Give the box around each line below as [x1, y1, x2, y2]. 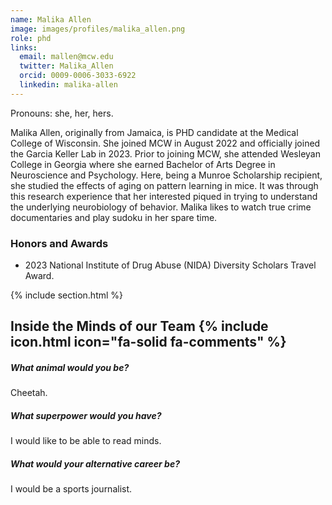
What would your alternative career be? [10, 457, 180, 470]
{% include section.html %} [10, 289, 124, 301]
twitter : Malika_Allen [19, 61, 114, 71]
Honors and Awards [10, 236, 109, 250]
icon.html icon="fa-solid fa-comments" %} [10, 334, 287, 351]
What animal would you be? [10, 362, 130, 374]
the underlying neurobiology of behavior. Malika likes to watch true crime [10, 201, 312, 213]
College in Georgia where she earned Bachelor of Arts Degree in [10, 158, 276, 170]
